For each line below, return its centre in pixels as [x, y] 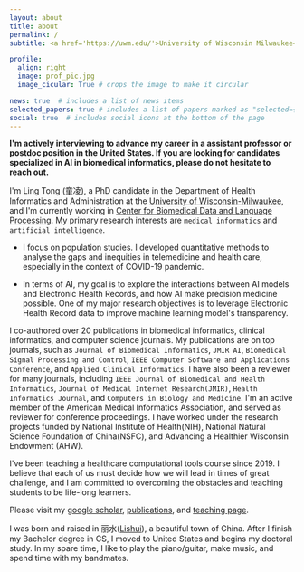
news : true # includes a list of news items [96, 100]
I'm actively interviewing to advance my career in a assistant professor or [151, 143]
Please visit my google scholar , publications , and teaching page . [129, 510]
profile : [26, 60]
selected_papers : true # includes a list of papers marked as [129, 110]
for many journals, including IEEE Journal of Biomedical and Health [137, 379]
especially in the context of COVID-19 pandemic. [113, 267]
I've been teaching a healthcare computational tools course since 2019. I [145, 463]
